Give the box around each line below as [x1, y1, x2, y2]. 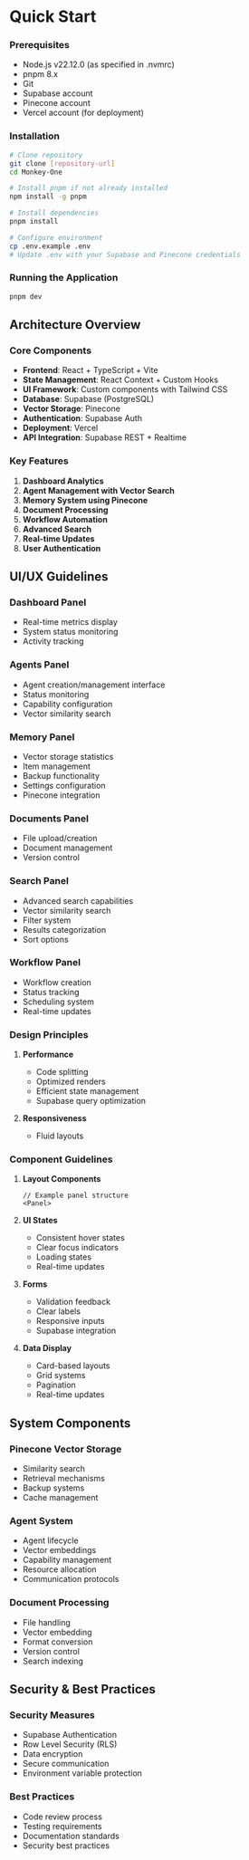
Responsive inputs [35, 1316, 106, 1327]
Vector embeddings [22, 1545, 97, 1556]
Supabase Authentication [22, 1730, 118, 1740]
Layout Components [22, 1174, 101, 1184]
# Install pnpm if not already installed [9, 184, 168, 193]
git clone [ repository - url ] [9, 158, 116, 168]
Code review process [22, 1811, 102, 1822]
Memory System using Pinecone [22, 494, 148, 505]
